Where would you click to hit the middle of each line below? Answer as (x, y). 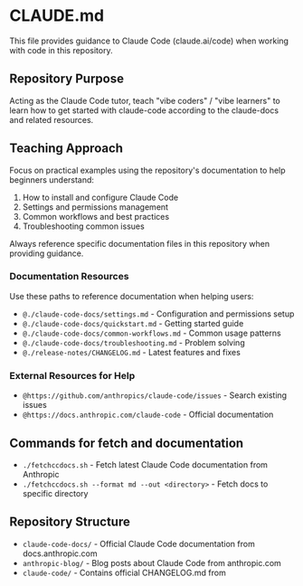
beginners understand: (52, 180)
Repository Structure (70, 522)
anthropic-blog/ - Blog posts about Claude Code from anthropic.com (152, 562)
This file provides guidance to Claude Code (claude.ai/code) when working (149, 41)
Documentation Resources (69, 277)
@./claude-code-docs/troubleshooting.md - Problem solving (134, 342)
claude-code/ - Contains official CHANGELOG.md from (124, 572)
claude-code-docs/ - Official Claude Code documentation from (138, 543)
